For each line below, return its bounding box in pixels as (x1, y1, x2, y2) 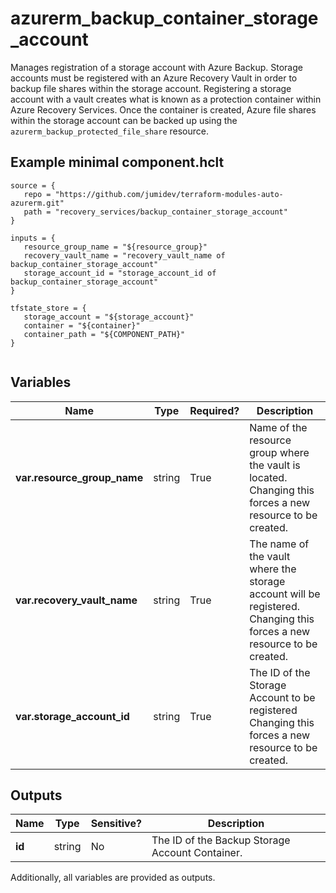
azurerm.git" (10, 198, 65, 208)
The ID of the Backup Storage (151, 833, 291, 847)
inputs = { (10, 233, 56, 243)
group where (249, 445, 310, 459)
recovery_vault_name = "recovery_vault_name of (23, 250, 226, 261)
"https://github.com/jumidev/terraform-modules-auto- (54, 189, 284, 199)
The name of (249, 537, 310, 551)
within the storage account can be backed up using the (10, 114, 238, 126)
